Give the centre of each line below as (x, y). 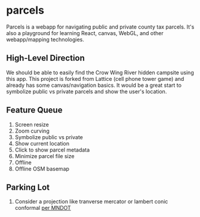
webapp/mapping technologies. (45, 39)
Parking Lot (28, 187)
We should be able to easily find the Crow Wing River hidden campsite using (100, 73)
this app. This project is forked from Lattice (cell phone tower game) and (95, 78)
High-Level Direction (46, 58)
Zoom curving (32, 131)
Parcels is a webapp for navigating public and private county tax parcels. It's (100, 27)
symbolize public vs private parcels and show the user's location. (87, 91)
